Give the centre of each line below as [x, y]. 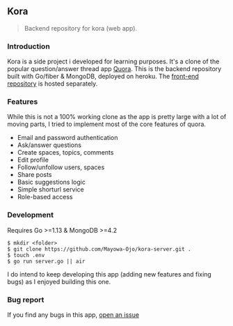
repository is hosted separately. [53, 84]
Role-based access [45, 197]
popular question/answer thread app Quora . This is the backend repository [114, 69]
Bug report [26, 300]
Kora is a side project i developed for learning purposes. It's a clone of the [113, 61]
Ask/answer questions [49, 145]
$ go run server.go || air [46, 261]
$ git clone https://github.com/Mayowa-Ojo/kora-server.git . [99, 249]
